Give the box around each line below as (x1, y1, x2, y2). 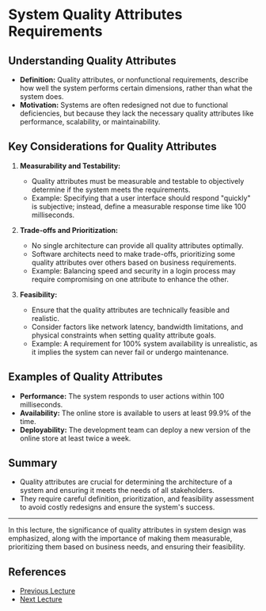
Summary (8, 456, 58, 470)
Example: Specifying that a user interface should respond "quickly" (31, 193, 251, 203)
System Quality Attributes (8, 6, 183, 24)
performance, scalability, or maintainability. (19, 117, 161, 126)
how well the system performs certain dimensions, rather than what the (19, 83, 253, 93)
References (8, 565, 66, 579)
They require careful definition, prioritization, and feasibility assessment (19, 494, 255, 504)
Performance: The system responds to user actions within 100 (19, 391, 225, 401)
